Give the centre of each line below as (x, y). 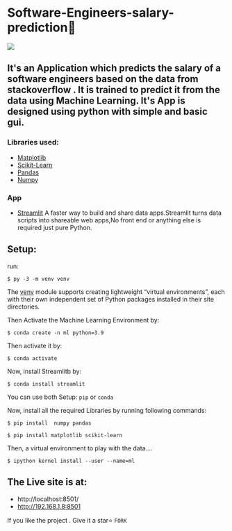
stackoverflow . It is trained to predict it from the (114, 90)
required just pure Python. (55, 227)
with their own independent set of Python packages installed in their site (110, 299)
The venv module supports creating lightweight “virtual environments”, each (116, 292)
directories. (24, 307)
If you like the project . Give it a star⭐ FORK (67, 520)
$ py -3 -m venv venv (39, 279)
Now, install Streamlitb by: (44, 371)
